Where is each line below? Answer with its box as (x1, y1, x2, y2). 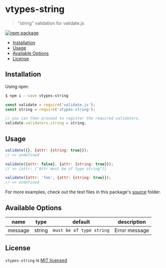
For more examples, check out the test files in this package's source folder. (5, 189, 161, 195)
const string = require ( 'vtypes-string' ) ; (5, 107, 96, 112)
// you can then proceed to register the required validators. (5, 116, 141, 121)
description (117, 218, 146, 225)
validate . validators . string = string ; (5, 120, 87, 126)
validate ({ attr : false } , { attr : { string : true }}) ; (5, 162, 114, 167)
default (72, 218, 91, 225)
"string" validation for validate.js (17, 20, 85, 26)
